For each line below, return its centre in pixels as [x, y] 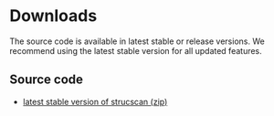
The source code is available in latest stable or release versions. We [137, 41]
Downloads [53, 16]
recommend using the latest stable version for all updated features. [136, 50]
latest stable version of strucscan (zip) [95, 101]
